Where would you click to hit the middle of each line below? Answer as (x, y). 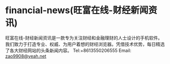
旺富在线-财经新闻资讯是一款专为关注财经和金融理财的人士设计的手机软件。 (84, 38)
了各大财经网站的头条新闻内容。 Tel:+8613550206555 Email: (68, 50)
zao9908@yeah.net (26, 56)
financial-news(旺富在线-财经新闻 (77, 10)
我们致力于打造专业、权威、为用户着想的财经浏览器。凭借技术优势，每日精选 (85, 44)
